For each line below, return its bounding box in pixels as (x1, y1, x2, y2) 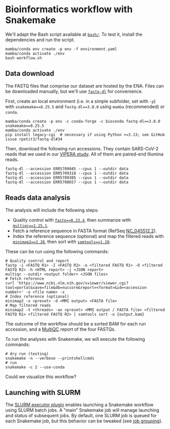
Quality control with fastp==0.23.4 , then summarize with (12, 217, 131, 223)
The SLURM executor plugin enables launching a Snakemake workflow (5, 401, 154, 408)
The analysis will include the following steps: (5, 207, 99, 213)
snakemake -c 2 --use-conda (5, 364, 65, 370)
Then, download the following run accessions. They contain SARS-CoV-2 (5, 145, 159, 151)
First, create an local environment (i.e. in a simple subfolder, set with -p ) (5, 98, 156, 104)
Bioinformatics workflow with (5, 4, 133, 15)
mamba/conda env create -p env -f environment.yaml (5, 46, 117, 51)
